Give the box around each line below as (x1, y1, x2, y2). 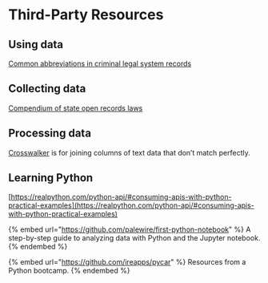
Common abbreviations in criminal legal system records (8, 59, 192, 68)
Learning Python (8, 171, 94, 185)
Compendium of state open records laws (8, 103, 143, 113)
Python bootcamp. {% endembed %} (8, 266, 130, 276)
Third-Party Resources (8, 6, 164, 24)
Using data (8, 38, 64, 51)
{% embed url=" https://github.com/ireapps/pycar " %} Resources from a (8, 257, 246, 267)
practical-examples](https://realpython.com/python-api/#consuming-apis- (8, 200, 254, 210)
